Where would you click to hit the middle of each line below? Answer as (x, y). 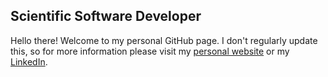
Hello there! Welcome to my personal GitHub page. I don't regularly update (164, 40)
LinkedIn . (29, 61)
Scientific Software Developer (106, 16)
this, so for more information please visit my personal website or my (150, 51)
